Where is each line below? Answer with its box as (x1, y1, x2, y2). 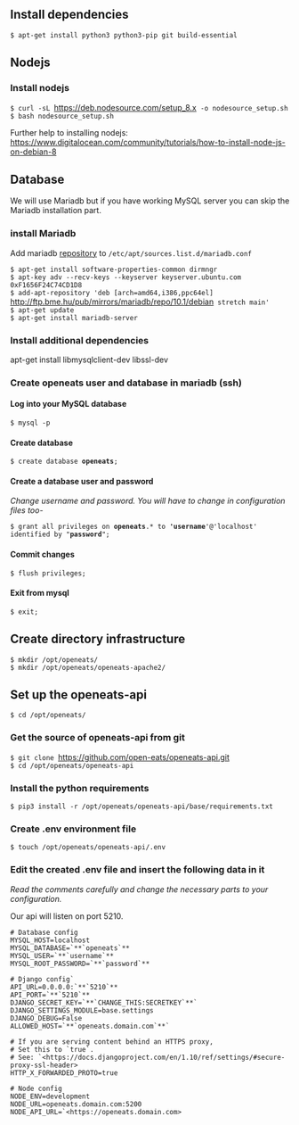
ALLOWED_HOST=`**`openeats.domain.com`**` (10, 1022, 170, 1030)
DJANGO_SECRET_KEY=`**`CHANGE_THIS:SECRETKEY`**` (10, 998, 198, 1007)
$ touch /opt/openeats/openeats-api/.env (10, 843, 166, 852)
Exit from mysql (10, 588, 69, 599)
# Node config (10, 1084, 63, 1093)
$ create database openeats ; (10, 457, 118, 467)
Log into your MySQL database (10, 399, 127, 409)
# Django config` (10, 974, 75, 984)
